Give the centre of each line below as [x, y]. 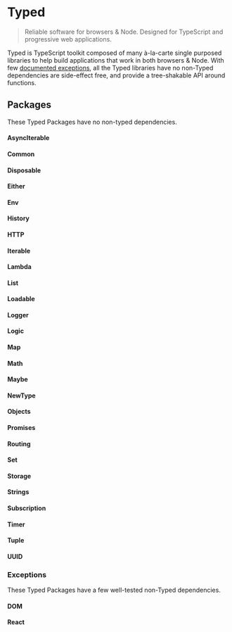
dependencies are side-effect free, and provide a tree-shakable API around [116, 75]
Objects [19, 412]
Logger [18, 315]
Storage [19, 476]
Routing [19, 443]
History [19, 218]
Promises [21, 428]
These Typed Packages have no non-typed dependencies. [92, 122]
